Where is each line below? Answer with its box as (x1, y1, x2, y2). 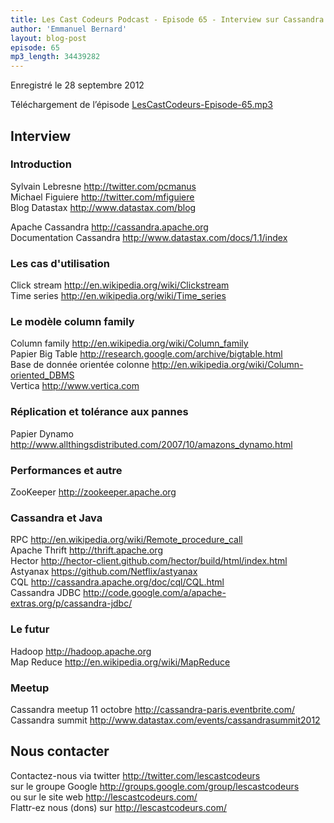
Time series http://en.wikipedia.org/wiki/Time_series (10, 290, 227, 302)
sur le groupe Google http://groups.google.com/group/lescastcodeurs (10, 780, 300, 792)
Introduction (10, 157, 72, 171)
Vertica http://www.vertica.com (10, 380, 140, 392)
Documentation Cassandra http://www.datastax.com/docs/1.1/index (10, 231, 288, 243)
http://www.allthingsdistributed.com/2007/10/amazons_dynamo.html (10, 438, 293, 450)
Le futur (10, 622, 50, 636)
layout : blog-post (10, 33, 87, 43)
